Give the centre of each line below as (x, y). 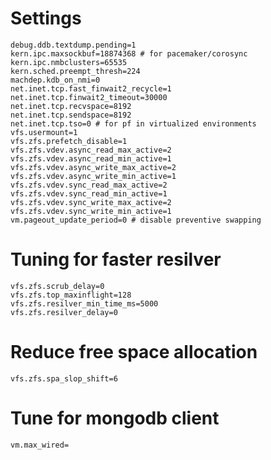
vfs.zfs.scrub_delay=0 (57, 286)
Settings (46, 18)
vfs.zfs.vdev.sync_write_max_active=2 (91, 202)
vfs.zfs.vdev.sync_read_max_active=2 (89, 185)
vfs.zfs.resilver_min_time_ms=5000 (84, 303)
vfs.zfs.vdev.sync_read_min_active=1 (89, 193)
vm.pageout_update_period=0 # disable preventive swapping (136, 220)
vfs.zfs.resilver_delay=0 (64, 312)
